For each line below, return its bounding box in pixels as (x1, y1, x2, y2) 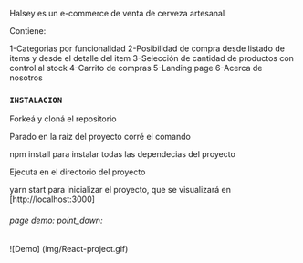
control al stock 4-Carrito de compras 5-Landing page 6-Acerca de (9, 63, 263, 73)
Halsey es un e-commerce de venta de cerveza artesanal (9, 8, 225, 18)
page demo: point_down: (9, 215, 103, 226)
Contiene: (9, 26, 47, 36)
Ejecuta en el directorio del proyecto (9, 166, 146, 177)
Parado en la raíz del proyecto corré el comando (9, 131, 192, 142)
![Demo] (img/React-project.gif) (9, 243, 129, 254)
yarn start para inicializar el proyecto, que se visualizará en (9, 184, 231, 195)
